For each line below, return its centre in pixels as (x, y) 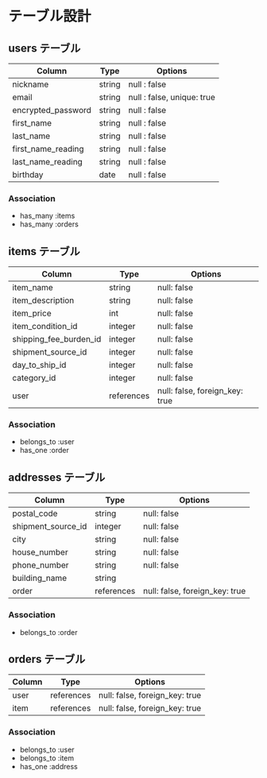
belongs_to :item (47, 758)
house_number (41, 552)
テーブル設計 (50, 16)
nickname (31, 84)
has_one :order (44, 451)
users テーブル (44, 48)
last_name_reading (48, 162)
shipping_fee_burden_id (57, 339)
